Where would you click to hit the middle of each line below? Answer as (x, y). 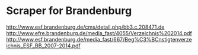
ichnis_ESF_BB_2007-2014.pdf (44, 46)
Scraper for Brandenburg (69, 11)
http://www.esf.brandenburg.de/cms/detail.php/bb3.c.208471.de (85, 27)
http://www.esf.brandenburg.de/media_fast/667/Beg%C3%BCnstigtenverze (99, 39)
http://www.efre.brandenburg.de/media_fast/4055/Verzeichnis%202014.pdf (99, 33)
